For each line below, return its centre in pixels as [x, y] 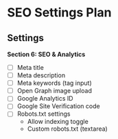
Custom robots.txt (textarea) [67, 129]
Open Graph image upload [55, 91]
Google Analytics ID [45, 99]
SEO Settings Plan [59, 13]
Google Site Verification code [59, 106]
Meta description [41, 75]
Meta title [31, 67]
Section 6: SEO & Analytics [46, 54]
